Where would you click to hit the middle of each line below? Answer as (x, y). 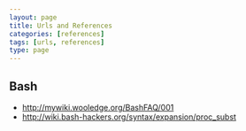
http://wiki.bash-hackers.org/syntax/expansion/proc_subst (129, 117)
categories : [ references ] (57, 34)
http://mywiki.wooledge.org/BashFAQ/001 (98, 107)
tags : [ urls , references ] (57, 42)
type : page (29, 50)
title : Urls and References (61, 26)
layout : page (33, 17)
